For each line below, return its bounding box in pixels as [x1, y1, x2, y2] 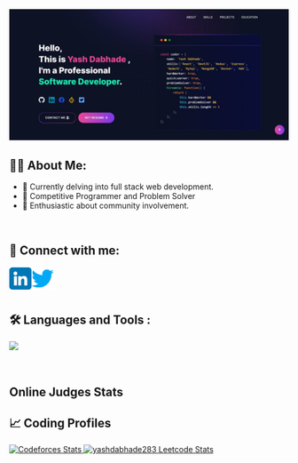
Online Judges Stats [9, 385, 124, 400]
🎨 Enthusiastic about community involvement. [21, 200, 189, 212]
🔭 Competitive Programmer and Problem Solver [21, 191, 196, 202]
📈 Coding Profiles [9, 416, 112, 431]
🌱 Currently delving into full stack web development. [21, 181, 215, 192]
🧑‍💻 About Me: [9, 157, 87, 172]
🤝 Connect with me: [9, 243, 120, 259]
